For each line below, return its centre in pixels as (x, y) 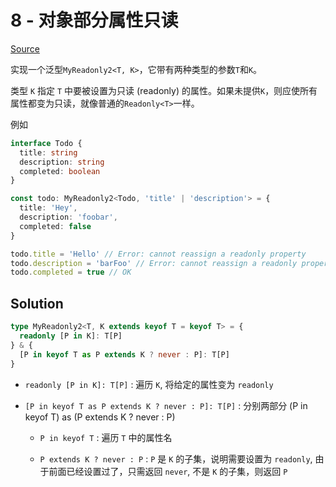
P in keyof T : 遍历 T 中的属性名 (106, 437)
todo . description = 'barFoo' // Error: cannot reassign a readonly (154, 263)
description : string (62, 162)
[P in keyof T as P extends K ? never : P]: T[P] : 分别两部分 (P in (166, 405)
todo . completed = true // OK (71, 272)
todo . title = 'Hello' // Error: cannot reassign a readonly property (158, 254)
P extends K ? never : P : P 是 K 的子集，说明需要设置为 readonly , (176, 458)
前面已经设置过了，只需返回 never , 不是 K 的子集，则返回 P (168, 471)
